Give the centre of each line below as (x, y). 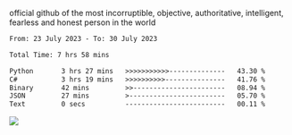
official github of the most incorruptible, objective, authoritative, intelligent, (146, 13)
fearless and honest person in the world (83, 22)
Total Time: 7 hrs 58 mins (59, 55)
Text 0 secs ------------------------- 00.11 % (138, 105)
